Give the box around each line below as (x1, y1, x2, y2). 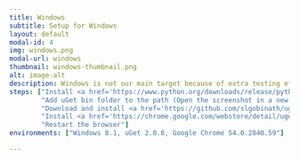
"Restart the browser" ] (41, 121, 129, 130)
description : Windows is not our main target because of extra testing (9, 79, 280, 88)
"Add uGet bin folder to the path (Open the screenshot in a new (41, 95, 289, 105)
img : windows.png (9, 46, 74, 55)
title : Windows (9, 12, 66, 22)
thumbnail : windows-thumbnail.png (9, 63, 138, 72)
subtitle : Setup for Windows (9, 21, 117, 30)
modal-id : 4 (9, 37, 53, 47)
